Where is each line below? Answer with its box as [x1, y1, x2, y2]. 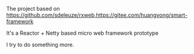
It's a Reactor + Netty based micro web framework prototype [6, 29, 159, 37]
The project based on [6, 5, 60, 12]
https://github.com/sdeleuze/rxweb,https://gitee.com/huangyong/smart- [6, 11, 188, 19]
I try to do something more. [6, 41, 75, 48]
